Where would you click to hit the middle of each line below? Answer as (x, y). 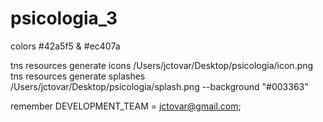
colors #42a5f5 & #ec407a (65, 46)
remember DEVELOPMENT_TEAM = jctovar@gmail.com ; (126, 106)
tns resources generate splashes (78, 76)
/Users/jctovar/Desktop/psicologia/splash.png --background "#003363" (159, 86)
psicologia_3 (64, 18)
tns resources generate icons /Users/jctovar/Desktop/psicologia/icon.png (162, 65)
